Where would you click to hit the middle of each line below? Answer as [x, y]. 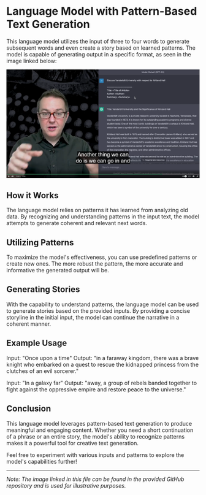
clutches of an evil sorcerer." [42, 371]
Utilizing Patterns [40, 243]
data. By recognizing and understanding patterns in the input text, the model [103, 217]
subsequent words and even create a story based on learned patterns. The [101, 48]
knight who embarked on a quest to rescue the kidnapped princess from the [103, 364]
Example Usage [37, 343]
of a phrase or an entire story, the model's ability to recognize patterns [96, 436]
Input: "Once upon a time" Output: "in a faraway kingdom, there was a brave [103, 358]
